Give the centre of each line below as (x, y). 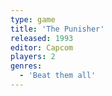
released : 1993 (42, 38)
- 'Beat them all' (58, 76)
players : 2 (33, 57)
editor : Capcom (42, 47)
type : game (33, 19)
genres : (26, 66)
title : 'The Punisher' (57, 29)
